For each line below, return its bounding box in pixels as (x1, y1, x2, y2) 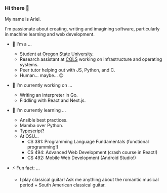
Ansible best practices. (19, 117, 68, 123)
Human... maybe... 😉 (19, 72, 64, 79)
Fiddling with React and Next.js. (19, 97, 86, 103)
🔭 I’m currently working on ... (12, 82, 72, 88)
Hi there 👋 (5, 5, 30, 12)
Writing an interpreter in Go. (19, 92, 78, 98)
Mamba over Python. (19, 123, 64, 129)
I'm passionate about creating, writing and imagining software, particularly (5, 26, 160, 32)
